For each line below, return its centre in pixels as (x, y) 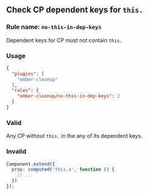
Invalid (16, 152)
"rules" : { (25, 91)
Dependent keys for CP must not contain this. (64, 40)
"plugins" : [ (28, 74)
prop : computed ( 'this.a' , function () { (63, 170)
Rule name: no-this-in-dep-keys (54, 27)
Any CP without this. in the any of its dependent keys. (75, 136)
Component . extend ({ (31, 164)
